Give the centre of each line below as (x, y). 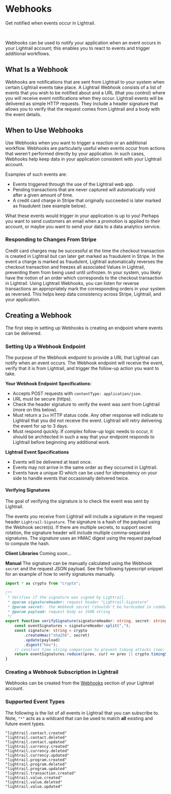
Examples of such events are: (36, 174)
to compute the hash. (27, 544)
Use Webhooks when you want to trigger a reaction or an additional (76, 143)
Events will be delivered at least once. (52, 462)
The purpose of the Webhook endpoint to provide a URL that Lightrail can (82, 357)
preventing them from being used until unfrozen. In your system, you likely (83, 272)
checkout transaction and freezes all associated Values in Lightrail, (75, 267)
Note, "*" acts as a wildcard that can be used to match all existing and (79, 718)
